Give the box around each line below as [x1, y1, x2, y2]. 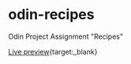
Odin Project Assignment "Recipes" [8, 32, 124, 41]
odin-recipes [8, 6, 95, 24]
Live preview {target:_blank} [8, 47, 98, 56]
